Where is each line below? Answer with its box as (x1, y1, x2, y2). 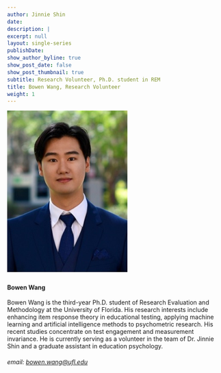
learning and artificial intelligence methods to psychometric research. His (7, 320, 213, 328)
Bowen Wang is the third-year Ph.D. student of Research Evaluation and (7, 298, 210, 306)
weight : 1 (7, 91, 36, 97)
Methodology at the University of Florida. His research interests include (7, 306, 209, 314)
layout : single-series (7, 40, 72, 47)
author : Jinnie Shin (7, 11, 66, 18)
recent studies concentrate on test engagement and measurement (7, 328, 194, 336)
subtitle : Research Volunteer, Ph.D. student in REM (7, 76, 161, 83)
